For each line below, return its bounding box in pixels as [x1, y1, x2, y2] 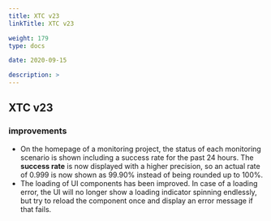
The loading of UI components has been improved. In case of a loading [19, 178, 258, 188]
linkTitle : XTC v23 [8, 19, 75, 28]
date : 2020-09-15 [8, 56, 67, 65]
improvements [8, 125, 67, 136]
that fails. [19, 204, 52, 214]
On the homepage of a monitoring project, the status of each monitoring [19, 144, 261, 154]
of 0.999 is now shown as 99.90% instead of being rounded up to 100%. [19, 170, 264, 180]
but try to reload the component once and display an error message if [19, 196, 253, 206]
